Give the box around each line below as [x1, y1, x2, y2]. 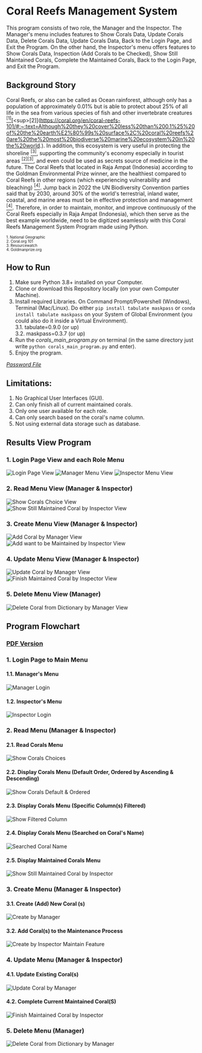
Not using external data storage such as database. [14, 420, 140, 427]
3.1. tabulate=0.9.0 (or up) [14, 323, 80, 330]
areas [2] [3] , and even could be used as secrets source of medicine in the [6, 156, 188, 164]
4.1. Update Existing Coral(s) [6, 970, 79, 978]
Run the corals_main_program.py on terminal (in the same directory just [14, 336, 194, 344]
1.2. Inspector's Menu [6, 697, 62, 705]
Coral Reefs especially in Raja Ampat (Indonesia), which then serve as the [6, 210, 189, 218]
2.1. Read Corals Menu [6, 741, 63, 748]
